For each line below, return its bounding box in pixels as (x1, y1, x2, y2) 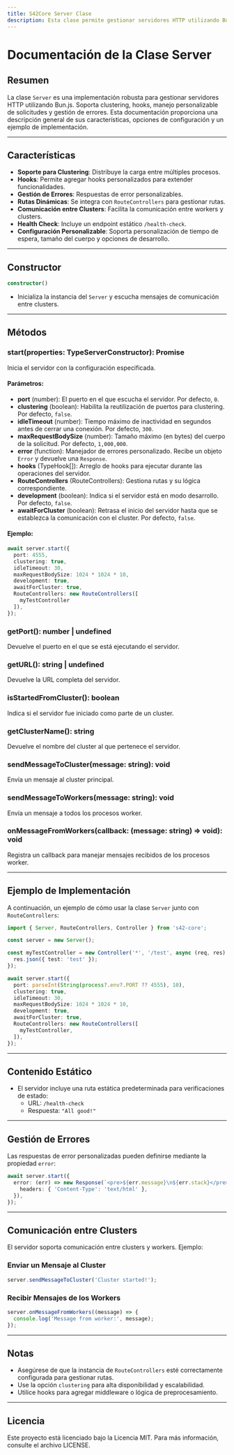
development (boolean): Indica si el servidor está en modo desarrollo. (17, 491, 219, 500)
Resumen (7, 75, 49, 87)
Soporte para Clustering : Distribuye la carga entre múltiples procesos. (17, 168, 221, 177)
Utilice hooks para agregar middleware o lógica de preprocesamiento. (17, 1388, 218, 1396)
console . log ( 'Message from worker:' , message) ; (13, 1315, 155, 1322)
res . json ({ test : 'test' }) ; (13, 956, 98, 963)
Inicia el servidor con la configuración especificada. (7, 364, 156, 372)
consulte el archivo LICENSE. (7, 1441, 91, 1449)
